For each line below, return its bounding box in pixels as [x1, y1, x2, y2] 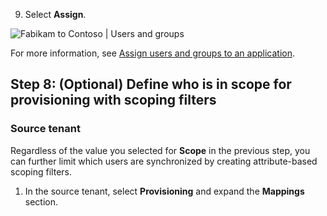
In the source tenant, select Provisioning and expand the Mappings [24, 185, 305, 197]
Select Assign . [24, 9, 87, 20]
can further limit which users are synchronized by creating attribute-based [10, 155, 318, 167]
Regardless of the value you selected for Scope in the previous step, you [10, 144, 311, 156]
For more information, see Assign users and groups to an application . [10, 47, 296, 59]
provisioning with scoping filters [10, 92, 217, 109]
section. [24, 195, 59, 208]
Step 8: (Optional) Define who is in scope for [10, 76, 292, 93]
